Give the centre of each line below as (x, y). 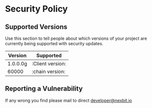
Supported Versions (36, 27)
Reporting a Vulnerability (44, 89)
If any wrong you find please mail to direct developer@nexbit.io (69, 100)
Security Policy (37, 9)
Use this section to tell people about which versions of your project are (76, 38)
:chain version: (49, 71)
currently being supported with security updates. (54, 44)
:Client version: (49, 64)
